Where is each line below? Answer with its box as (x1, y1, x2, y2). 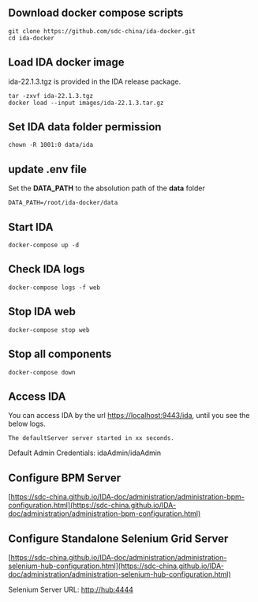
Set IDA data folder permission (8, 120, 162, 134)
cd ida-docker (8, 34, 55, 42)
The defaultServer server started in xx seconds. (8, 435, 175, 442)
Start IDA (8, 220, 54, 234)
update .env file (8, 162, 87, 176)
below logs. (8, 419, 46, 429)
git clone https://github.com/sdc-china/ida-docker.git (8, 27, 196, 35)
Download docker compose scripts (8, 6, 184, 20)
